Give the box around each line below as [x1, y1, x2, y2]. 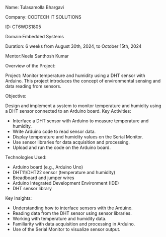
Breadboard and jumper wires [12, 175, 74, 181]
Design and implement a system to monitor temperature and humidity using [5, 103, 161, 109]
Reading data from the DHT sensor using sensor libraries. [12, 210, 132, 216]
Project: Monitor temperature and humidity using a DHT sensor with [5, 72, 146, 78]
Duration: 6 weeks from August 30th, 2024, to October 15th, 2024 [5, 43, 142, 49]
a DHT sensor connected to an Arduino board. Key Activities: [5, 108, 132, 114]
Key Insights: [5, 195, 32, 201]
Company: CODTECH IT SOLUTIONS [5, 14, 81, 20]
